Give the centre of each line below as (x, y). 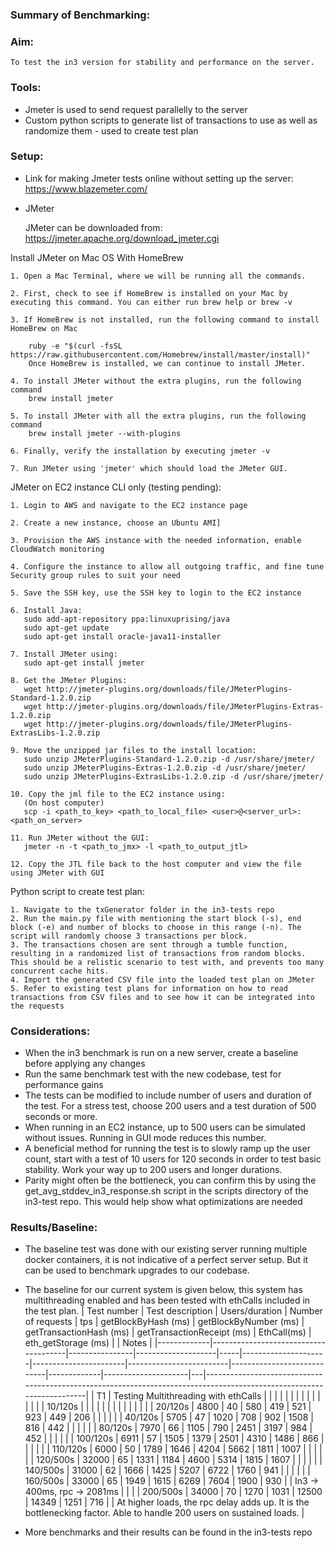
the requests (37, 1006)
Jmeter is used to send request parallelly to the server (136, 109)
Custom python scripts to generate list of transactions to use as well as (171, 120)
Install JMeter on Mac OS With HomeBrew (97, 257)
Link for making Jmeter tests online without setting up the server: (159, 178)
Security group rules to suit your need (96, 575)
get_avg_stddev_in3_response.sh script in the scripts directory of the (166, 1191)
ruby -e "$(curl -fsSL (75, 346)
